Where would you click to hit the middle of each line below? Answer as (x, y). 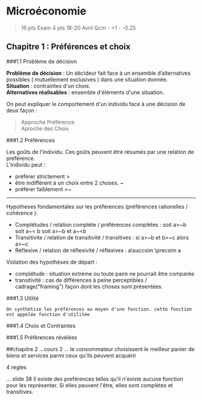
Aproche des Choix (45, 129)
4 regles (17, 367)
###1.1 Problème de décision (41, 61)
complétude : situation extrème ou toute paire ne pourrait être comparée (105, 273)
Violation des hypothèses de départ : (52, 262)
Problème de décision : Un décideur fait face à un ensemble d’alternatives (99, 73)
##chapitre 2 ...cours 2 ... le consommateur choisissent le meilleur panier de (100, 349)
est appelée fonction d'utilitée (48, 314)
